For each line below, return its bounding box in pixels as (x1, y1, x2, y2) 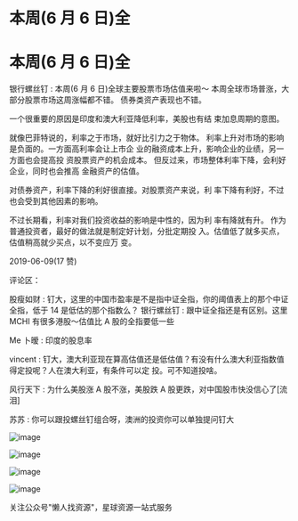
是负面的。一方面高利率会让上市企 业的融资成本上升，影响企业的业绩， (9, 143, 269, 154)
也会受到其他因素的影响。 (9, 196, 103, 207)
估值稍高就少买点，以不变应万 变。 (9, 237, 136, 248)
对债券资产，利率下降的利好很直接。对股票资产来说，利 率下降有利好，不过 (9, 184, 285, 196)
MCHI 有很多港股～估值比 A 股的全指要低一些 (9, 316, 175, 327)
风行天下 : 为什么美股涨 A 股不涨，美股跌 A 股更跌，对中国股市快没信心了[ (9, 384, 280, 395)
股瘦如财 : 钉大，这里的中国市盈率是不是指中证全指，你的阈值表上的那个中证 (9, 294, 289, 305)
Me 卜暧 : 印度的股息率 (9, 335, 93, 346)
